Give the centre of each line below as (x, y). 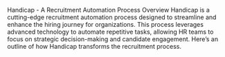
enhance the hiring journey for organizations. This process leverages (106, 24)
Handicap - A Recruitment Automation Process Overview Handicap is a (108, 10)
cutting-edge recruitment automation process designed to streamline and (112, 17)
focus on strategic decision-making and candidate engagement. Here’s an (113, 39)
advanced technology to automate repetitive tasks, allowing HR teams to (110, 32)
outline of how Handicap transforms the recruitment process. (94, 46)
